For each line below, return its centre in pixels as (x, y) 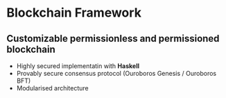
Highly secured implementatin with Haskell (78, 66)
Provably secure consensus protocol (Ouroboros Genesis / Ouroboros (116, 73)
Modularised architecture (53, 88)
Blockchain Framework (74, 13)
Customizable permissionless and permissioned (113, 39)
